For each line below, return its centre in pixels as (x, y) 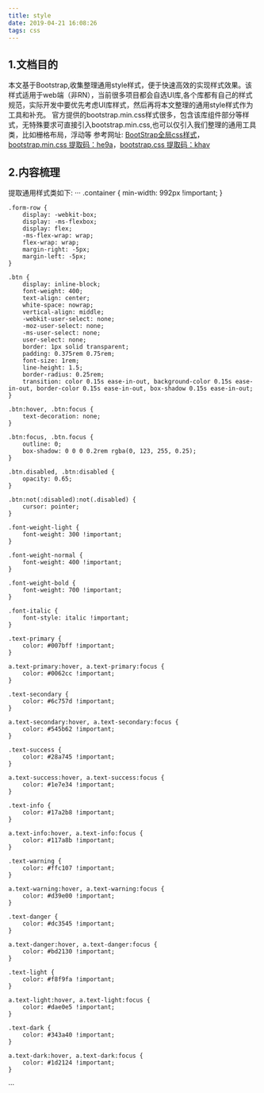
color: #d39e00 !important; (69, 896)
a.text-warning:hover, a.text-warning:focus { (86, 889)
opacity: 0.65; (48, 479)
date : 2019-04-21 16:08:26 (53, 23)
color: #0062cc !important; (69, 674)
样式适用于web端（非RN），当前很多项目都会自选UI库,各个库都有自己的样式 (130, 95)
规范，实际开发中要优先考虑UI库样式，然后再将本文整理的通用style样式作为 (131, 105)
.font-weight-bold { (42, 583)
